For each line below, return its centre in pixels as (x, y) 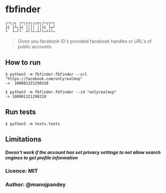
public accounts (35, 46)
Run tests (21, 112)
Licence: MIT (22, 171)
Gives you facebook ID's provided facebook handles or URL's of (85, 41)
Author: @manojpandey (36, 184)
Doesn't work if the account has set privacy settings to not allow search (83, 152)
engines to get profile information (42, 157)
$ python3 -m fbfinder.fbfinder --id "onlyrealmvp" (61, 92)
